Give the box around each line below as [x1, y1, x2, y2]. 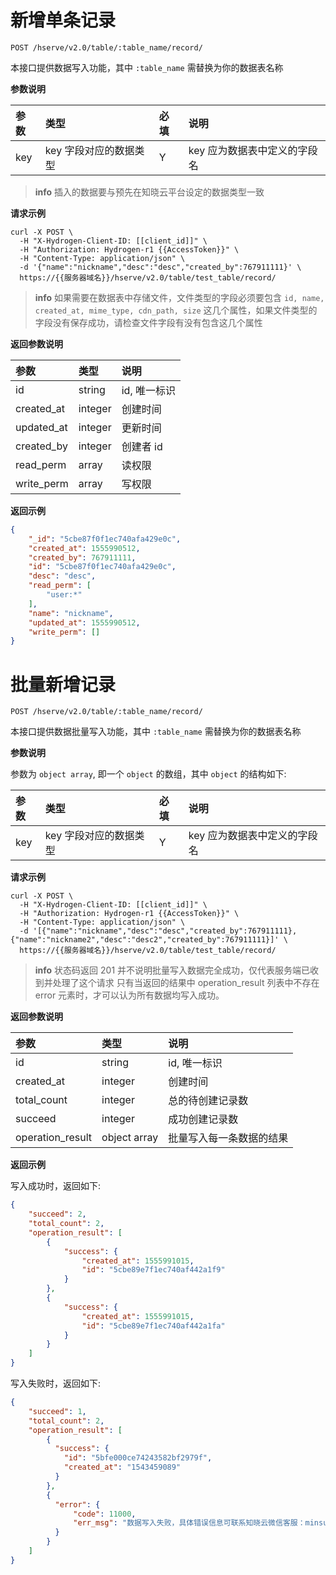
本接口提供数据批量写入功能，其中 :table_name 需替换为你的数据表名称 [10, 726, 302, 738]
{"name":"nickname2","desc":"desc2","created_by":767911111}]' [10, 935, 280, 945]
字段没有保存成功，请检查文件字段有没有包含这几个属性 [34, 316, 263, 328]
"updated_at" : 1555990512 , [28, 617, 141, 628]
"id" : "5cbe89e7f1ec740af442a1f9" [81, 1265, 226, 1275]
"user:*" [46, 590, 83, 600]
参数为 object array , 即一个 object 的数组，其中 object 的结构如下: [10, 768, 287, 780]
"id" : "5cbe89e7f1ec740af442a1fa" [81, 1321, 226, 1331]
